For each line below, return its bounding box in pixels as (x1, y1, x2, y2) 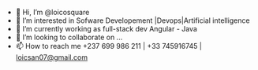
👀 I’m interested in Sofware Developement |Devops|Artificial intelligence (15, 16, 250, 25)
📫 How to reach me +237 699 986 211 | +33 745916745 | (15, 42, 203, 50)
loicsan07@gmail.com (15, 53, 88, 62)
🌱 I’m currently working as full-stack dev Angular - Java (15, 24, 197, 33)
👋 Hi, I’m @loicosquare (15, 8, 90, 17)
